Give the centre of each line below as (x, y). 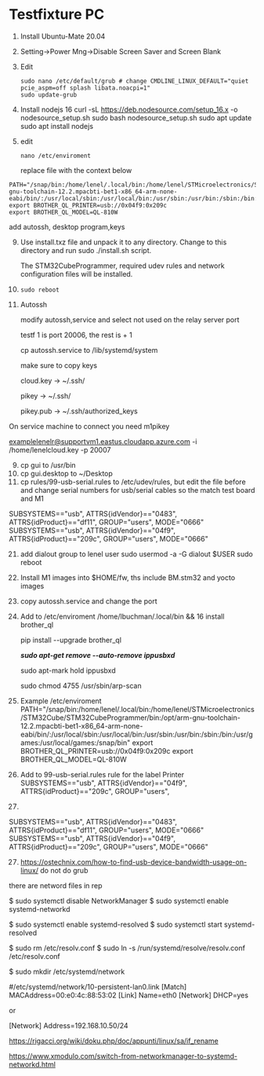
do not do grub (64, 870)
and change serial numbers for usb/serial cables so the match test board (137, 490)
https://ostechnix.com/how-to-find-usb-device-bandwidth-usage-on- (134, 861)
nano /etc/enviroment (55, 156)
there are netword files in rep (56, 885)
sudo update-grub (49, 95)
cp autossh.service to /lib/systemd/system (89, 350)
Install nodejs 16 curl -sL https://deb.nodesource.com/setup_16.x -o (129, 109)
